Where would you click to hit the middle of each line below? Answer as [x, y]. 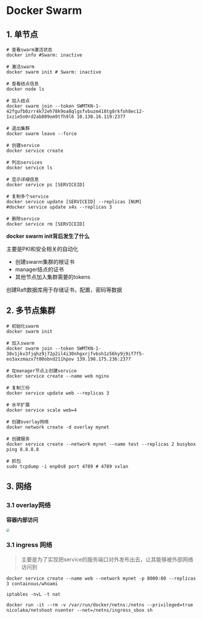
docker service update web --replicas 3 [58, 393]
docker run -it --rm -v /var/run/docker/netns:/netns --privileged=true [100, 605]
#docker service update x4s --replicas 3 [59, 207]
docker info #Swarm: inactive [44, 55]
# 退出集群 [18, 128]
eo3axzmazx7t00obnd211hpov [40, 359]
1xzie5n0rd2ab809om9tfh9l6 [40, 117]
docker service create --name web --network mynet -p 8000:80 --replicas [101, 578]
